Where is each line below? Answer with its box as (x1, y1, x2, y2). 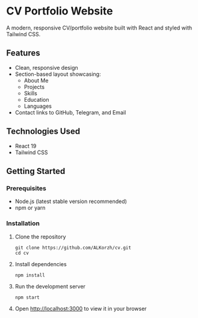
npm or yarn (14, 204, 46, 211)
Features (6, 48, 40, 58)
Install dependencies (14, 260, 67, 267)
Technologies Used (6, 126, 80, 137)
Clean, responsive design (14, 64, 78, 71)
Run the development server (14, 282, 86, 290)
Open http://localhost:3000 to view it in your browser (14, 305, 147, 312)
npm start (14, 294, 40, 301)
